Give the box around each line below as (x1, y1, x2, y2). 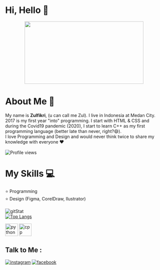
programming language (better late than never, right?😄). (5, 128, 121, 134)
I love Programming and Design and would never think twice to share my (5, 133, 154, 139)
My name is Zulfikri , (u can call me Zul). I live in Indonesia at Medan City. (5, 112, 156, 118)
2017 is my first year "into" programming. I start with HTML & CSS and (5, 117, 149, 123)
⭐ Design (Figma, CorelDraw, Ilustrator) (5, 195, 86, 201)
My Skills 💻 (5, 168, 55, 179)
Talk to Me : (5, 246, 42, 254)
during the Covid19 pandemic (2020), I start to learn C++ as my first (5, 122, 145, 129)
